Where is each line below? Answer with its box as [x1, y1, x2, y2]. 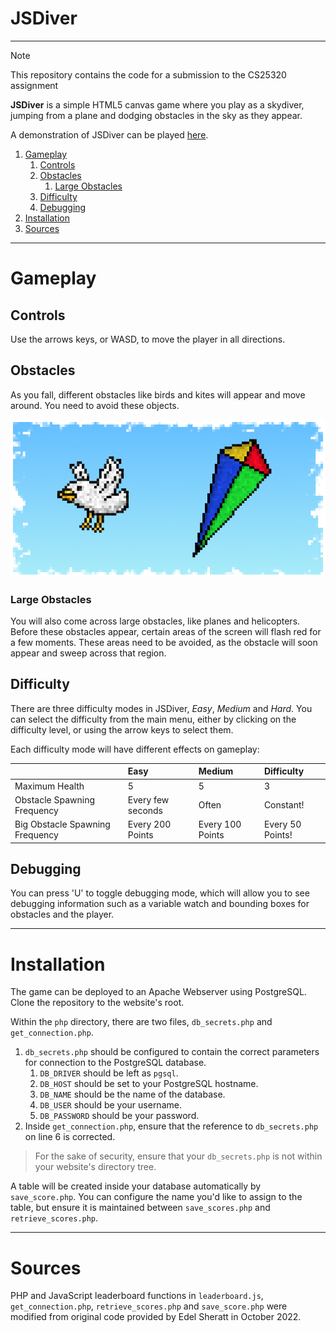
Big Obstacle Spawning [14, 818, 111, 831]
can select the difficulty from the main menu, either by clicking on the [10, 713, 297, 725]
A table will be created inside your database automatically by [10, 1180, 262, 1192]
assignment [10, 79, 59, 91]
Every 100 [198, 818, 242, 831]
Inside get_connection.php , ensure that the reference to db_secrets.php [24, 1120, 319, 1132]
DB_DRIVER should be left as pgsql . [39, 1067, 179, 1079]
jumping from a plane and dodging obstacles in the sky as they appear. [10, 109, 303, 121]
